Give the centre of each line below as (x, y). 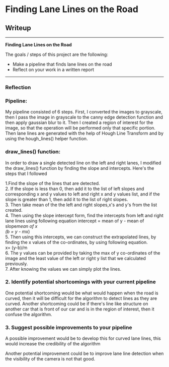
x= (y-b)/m (16, 248)
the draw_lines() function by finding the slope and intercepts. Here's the (80, 168)
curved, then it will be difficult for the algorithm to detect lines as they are (81, 298)
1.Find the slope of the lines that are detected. (53, 183)
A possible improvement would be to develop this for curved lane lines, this (83, 338)
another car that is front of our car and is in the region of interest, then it (80, 309)
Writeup (18, 28)
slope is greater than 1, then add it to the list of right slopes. (67, 199)
